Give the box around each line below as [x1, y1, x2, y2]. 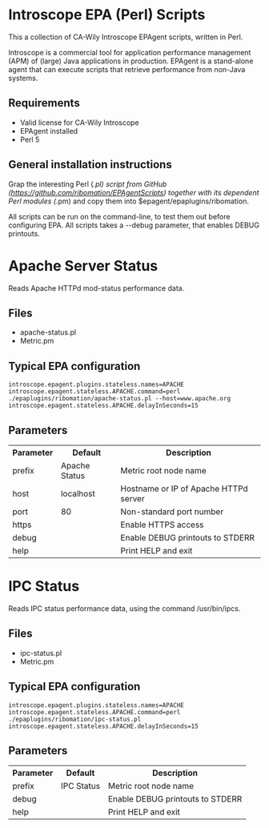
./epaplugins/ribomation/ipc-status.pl [8, 715, 142, 723]
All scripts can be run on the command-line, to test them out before [8, 211, 231, 221]
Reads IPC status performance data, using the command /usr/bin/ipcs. [8, 603, 241, 613]
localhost [60, 488, 96, 499]
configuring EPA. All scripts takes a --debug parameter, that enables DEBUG [8, 220, 260, 230]
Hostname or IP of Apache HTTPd [120, 483, 248, 494]
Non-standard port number [120, 506, 224, 517]
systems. [8, 73, 38, 82]
